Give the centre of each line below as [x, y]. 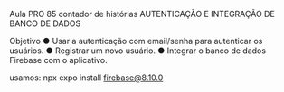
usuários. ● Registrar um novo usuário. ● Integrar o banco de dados [138, 51]
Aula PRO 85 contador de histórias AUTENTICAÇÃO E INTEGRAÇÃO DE [142, 14]
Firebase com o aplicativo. [59, 60]
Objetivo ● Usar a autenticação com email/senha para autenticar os [136, 41]
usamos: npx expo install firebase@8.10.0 [86, 78]
